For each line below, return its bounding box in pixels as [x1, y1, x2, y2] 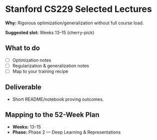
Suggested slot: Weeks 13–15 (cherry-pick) [5, 29, 95, 35]
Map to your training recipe [12, 68, 68, 74]
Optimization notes [12, 57, 51, 63]
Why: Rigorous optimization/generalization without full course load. [5, 20, 144, 26]
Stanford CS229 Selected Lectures [5, 3, 152, 15]
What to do [5, 44, 40, 53]
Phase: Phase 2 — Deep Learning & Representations [12, 129, 121, 135]
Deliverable [5, 83, 41, 91]
